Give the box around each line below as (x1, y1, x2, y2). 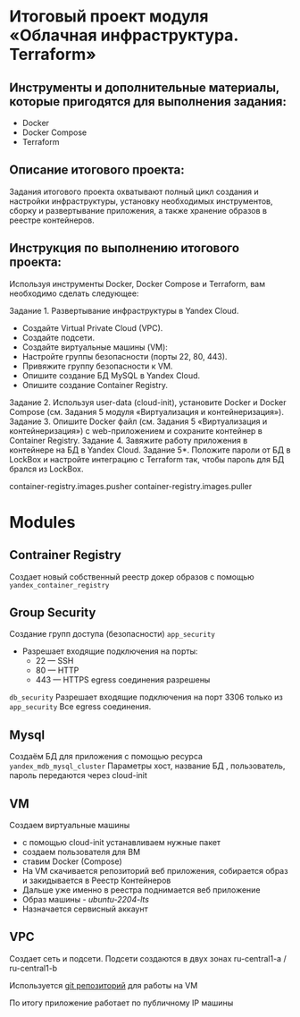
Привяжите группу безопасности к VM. (21, 360, 173, 371)
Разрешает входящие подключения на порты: (21, 646, 198, 657)
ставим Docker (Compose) (21, 856, 122, 867)
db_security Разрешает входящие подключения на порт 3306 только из (9, 691, 283, 703)
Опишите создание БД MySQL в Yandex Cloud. (21, 369, 201, 381)
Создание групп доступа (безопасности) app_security (9, 629, 216, 640)
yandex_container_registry (9, 581, 110, 589)
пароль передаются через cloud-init (9, 770, 147, 781)
